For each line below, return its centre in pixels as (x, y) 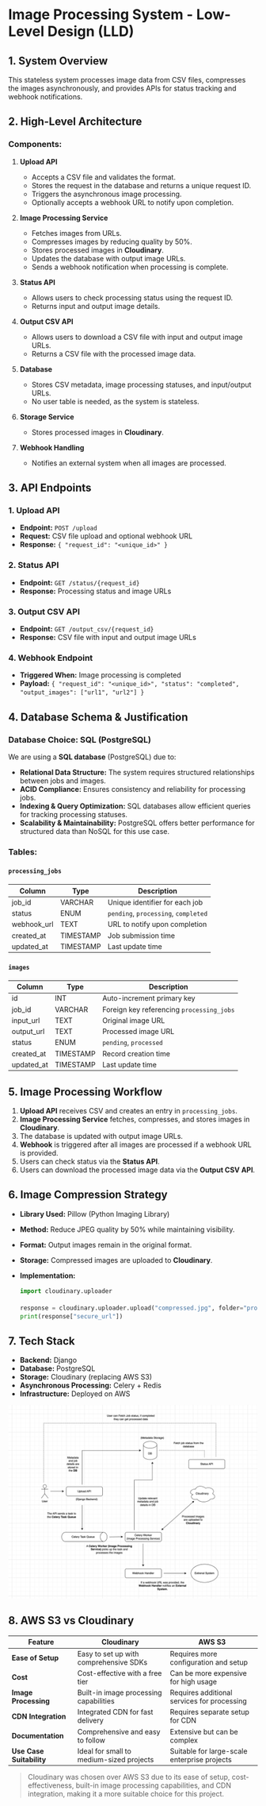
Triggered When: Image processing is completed (101, 675)
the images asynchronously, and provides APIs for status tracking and (122, 88)
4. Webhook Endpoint (51, 658)
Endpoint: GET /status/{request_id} (80, 582)
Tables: (23, 851)
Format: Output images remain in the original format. (106, 1245)
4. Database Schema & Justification (98, 717)
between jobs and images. (63, 781)
